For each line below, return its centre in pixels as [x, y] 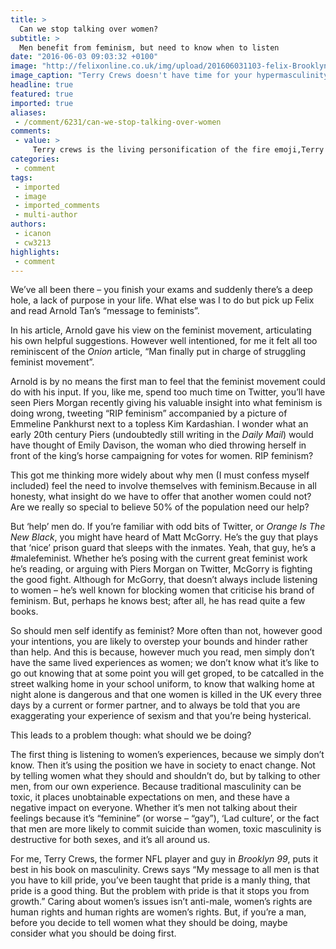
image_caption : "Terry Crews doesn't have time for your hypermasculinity [169, 76]
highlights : [35, 252]
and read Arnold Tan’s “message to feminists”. [105, 311]
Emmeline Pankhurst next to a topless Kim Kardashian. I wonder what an [159, 424]
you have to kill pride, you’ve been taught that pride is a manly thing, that [160, 880]
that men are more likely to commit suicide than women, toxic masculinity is [166, 829]
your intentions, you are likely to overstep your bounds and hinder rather [159, 642]
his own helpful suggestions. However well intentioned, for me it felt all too [164, 341]
